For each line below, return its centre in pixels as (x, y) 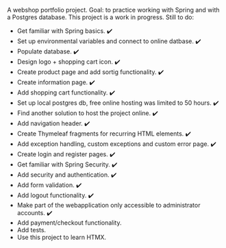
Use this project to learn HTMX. (62, 237)
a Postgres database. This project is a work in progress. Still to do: (100, 17)
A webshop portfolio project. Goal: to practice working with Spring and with (114, 10)
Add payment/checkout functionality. (69, 223)
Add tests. (32, 230)
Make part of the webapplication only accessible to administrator (109, 205)
